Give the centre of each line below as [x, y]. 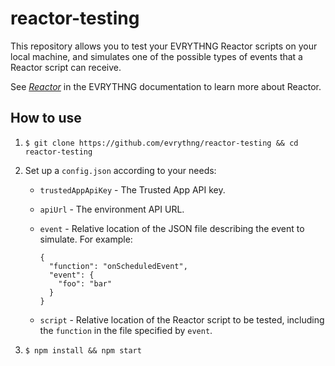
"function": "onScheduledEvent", [118, 266]
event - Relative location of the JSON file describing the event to [172, 228]
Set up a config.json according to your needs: [120, 170]
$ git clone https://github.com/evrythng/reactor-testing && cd [161, 143]
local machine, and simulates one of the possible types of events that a [156, 56]
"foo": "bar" [85, 283]
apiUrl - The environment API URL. [112, 209]
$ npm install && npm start [83, 350]
